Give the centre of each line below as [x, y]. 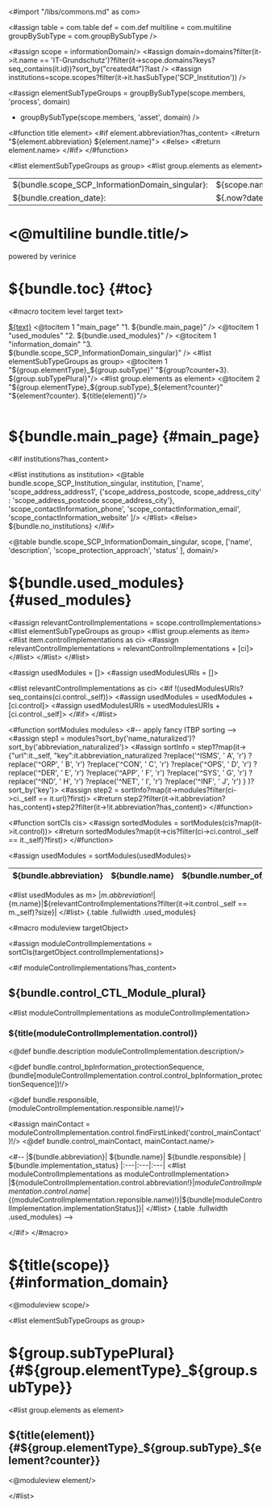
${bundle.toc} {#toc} [81, 289]
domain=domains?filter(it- [219, 51]
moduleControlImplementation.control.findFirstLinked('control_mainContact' [135, 1132]
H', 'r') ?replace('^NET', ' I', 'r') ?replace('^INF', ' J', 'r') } [155, 781]
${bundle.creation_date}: [59, 198]
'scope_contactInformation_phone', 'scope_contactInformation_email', [125, 509]
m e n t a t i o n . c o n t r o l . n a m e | [50, 1191]
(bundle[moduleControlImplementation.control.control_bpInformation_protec [135, 1075]
